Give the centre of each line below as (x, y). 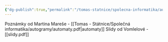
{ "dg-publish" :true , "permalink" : (40, 10)
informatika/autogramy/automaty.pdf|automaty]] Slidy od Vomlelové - (76, 29)
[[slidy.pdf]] (17, 34)
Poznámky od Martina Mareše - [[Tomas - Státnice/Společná (68, 24)
